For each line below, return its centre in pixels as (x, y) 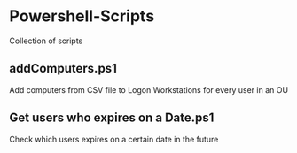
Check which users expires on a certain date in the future (114, 139)
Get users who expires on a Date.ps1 (112, 118)
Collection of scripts (46, 41)
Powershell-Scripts (82, 16)
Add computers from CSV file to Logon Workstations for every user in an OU (149, 89)
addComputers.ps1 (63, 69)
